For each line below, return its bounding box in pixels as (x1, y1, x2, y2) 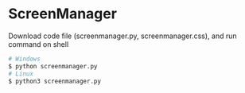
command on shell (8, 39, 69, 48)
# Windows (8, 55, 41, 63)
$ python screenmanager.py (8, 62, 98, 70)
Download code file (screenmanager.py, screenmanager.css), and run (8, 31, 237, 41)
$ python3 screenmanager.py (8, 77, 102, 85)
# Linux (8, 69, 34, 78)
